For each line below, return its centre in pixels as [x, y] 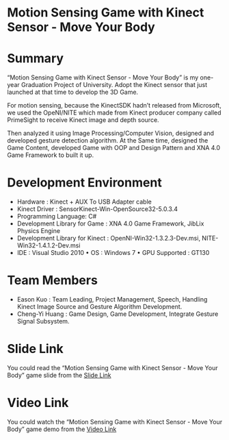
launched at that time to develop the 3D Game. [73, 92]
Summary [35, 59]
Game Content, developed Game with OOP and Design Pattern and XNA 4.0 [114, 148]
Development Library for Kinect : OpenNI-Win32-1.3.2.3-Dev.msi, [108, 239]
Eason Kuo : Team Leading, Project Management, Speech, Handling [112, 299]
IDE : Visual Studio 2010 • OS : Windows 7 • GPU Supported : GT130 [113, 253]
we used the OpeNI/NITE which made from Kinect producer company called [114, 113]
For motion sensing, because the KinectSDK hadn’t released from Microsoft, [114, 106]
